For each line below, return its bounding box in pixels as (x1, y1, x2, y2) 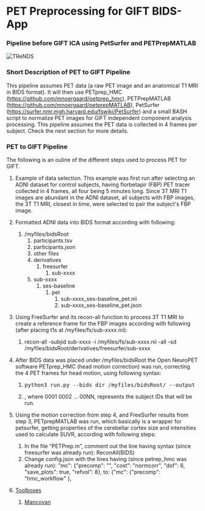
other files (33, 250, 59, 257)
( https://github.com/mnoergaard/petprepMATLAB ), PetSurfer (6, 101, 160, 108)
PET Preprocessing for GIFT (6, 4, 150, 18)
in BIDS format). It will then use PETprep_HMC (6, 88, 123, 96)
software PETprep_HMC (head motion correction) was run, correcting (15, 363, 190, 370)
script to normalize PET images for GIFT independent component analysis (6, 114, 192, 121)
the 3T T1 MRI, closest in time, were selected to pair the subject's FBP (15, 200, 191, 208)
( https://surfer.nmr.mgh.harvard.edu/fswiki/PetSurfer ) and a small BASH (6, 108, 187, 115)
